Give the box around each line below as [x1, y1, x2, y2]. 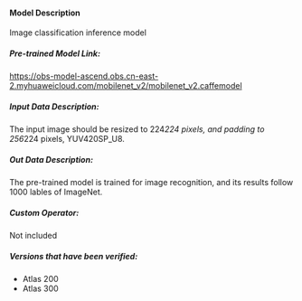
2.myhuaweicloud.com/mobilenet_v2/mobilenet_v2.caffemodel [9, 80, 242, 91]
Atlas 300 [22, 283, 59, 294]
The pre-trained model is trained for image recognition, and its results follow [9, 177, 294, 188]
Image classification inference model [9, 27, 147, 38]
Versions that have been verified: [9, 250, 138, 261]
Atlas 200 [22, 274, 59, 285]
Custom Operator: [9, 207, 80, 218]
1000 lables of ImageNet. [9, 186, 103, 198]
